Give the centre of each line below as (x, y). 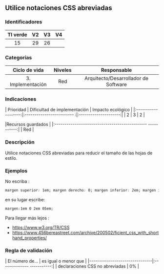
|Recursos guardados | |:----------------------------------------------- (76, 125)
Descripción (20, 142)
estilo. (11, 158)
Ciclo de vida (28, 70)
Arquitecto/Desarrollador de (117, 78)
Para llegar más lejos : (27, 218)
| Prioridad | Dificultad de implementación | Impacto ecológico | (69, 110)
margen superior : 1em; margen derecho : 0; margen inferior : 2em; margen (81, 190)
